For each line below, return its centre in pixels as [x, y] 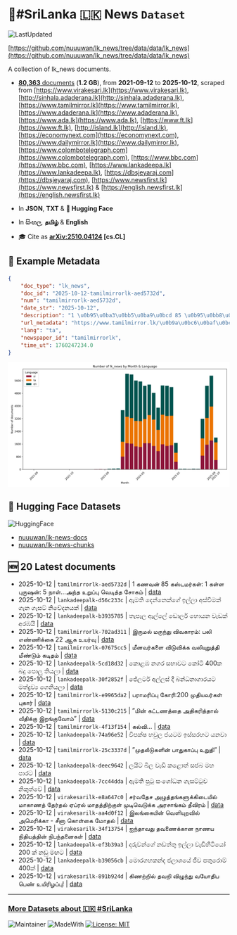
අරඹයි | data [36, 623]
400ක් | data [36, 867]
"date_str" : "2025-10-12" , [60, 308]
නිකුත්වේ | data [39, 789]
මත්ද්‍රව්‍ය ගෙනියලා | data [51, 687]
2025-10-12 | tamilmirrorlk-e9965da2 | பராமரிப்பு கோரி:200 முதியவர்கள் [120, 694]
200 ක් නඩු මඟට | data [50, 852]
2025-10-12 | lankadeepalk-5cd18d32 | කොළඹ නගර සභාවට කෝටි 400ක [120, 663]
